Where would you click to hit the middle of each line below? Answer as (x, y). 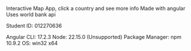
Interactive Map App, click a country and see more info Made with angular (96, 8)
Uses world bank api (31, 14)
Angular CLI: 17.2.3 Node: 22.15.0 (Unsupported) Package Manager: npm (94, 37)
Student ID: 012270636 (34, 26)
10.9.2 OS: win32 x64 (32, 43)
